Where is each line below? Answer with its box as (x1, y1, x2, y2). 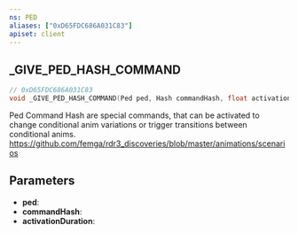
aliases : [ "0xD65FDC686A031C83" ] (9, 21, 133, 30)
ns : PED (9, 12, 38, 22)
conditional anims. (9, 128, 76, 139)
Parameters (9, 174, 75, 189)
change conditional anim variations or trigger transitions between (9, 119, 248, 129)
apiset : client (9, 29, 66, 38)
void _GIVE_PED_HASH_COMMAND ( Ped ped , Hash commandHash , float (9, 94, 248, 103)
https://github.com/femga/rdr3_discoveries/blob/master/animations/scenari (9, 138, 286, 149)
